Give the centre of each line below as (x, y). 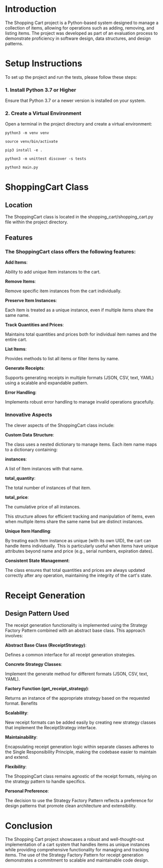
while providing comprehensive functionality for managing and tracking (77, 850)
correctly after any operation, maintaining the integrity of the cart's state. (79, 575)
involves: (14, 636)
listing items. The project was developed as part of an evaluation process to (81, 33)
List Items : (16, 349)
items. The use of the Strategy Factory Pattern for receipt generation (74, 855)
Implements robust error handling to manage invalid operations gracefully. (80, 402)
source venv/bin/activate (31, 142)
